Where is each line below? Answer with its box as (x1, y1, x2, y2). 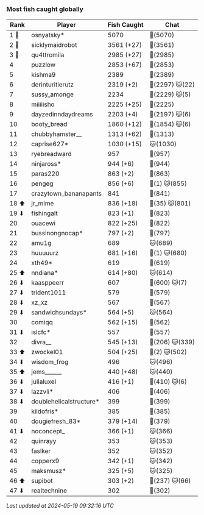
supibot (31, 477, 53, 485)
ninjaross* (31, 160, 62, 168)
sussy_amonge (31, 90, 74, 99)
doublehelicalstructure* (31, 397, 100, 406)
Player (57, 21, 76, 29)
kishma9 (31, 71, 56, 79)
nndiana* (31, 269, 58, 277)
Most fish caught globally (6, 5, 84, 13)
